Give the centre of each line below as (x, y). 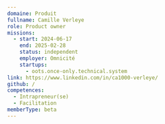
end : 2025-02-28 (43, 45)
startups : (34, 65)
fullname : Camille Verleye (46, 20)
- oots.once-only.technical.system (76, 71)
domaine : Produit (32, 13)
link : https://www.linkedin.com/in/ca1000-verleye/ (82, 77)
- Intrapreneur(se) (41, 97)
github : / (21, 84)
